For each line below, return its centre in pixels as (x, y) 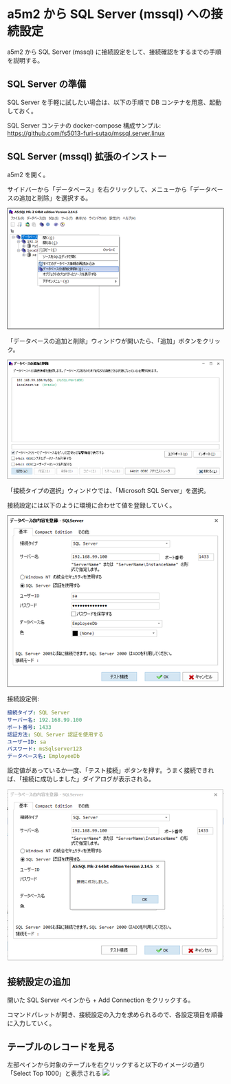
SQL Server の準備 (47, 84)
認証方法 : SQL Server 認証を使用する (55, 734)
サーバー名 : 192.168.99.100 (45, 720)
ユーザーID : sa (27, 742)
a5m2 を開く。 (28, 174)
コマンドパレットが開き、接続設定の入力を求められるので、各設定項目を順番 (115, 1014)
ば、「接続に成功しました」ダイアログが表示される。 (81, 779)
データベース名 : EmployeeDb (44, 756)
